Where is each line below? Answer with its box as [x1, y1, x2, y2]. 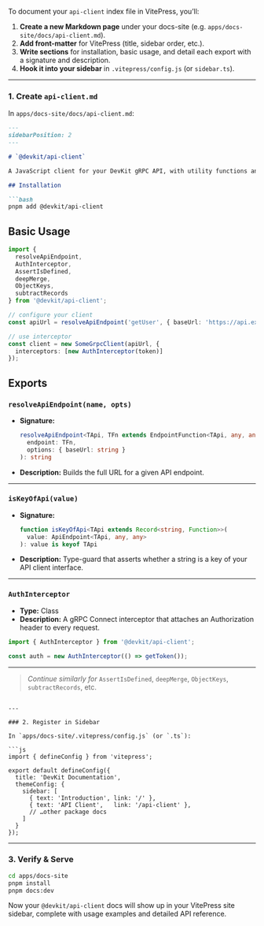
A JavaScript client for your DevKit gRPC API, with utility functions [8, 167, 247, 175]
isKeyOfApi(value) [8, 494, 79, 504]
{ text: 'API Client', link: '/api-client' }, [28, 801, 192, 809]
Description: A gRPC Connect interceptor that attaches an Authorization [19, 614, 255, 623]
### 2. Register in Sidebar [8, 718, 101, 726]
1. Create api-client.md [8, 91, 98, 102]
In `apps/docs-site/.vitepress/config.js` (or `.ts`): [8, 732, 192, 740]
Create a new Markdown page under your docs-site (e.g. [19, 22, 207, 31]
